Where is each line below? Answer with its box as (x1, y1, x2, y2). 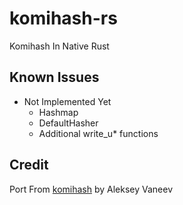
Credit (9, 157, 49, 174)
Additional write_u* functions (38, 127, 159, 139)
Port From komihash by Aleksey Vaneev (9, 183, 174, 195)
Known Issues (9, 69, 100, 86)
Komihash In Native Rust (9, 40, 110, 52)
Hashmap (38, 106, 79, 118)
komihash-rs (9, 7, 118, 30)
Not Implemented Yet (23, 95, 112, 107)
